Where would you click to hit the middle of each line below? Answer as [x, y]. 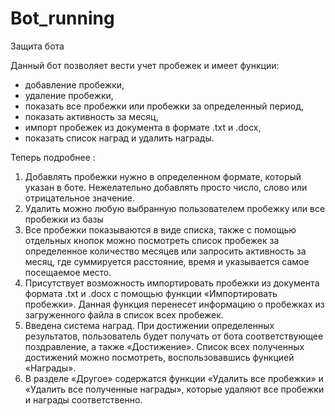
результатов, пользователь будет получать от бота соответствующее [174, 336]
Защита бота [37, 46]
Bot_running [62, 18]
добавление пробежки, [74, 84]
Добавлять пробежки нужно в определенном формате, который [163, 176]
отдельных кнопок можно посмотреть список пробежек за [152, 240]
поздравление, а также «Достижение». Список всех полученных [164, 346]
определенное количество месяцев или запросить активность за [165, 251]
